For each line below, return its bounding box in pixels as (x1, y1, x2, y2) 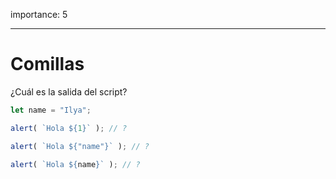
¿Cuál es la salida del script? (10, 85, 128, 98)
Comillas (10, 53, 85, 76)
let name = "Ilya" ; (10, 105, 92, 115)
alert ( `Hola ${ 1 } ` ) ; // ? (10, 123, 128, 133)
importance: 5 (10, 9, 68, 20)
